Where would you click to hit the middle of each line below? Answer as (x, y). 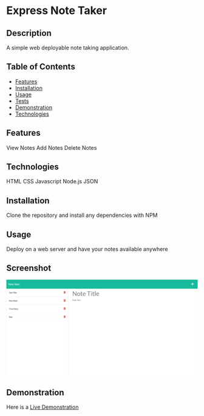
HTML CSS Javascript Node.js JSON (52, 182)
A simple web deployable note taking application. (68, 48)
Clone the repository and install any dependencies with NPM (82, 215)
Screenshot (29, 268)
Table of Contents (41, 67)
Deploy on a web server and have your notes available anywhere (87, 249)
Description (29, 33)
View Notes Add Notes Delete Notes (52, 147)
